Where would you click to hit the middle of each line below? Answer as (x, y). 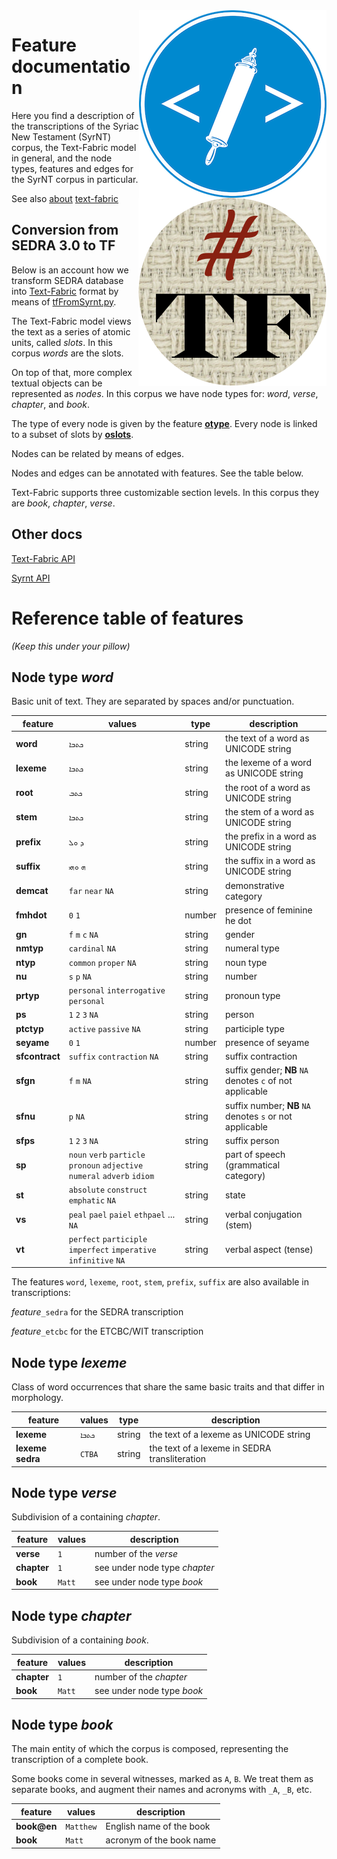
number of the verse (136, 1554)
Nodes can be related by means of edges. (97, 453)
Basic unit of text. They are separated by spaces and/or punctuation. (153, 701)
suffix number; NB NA (268, 1105)
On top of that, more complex (72, 372)
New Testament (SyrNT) (61, 136)
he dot (238, 920)
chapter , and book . (50, 404)
